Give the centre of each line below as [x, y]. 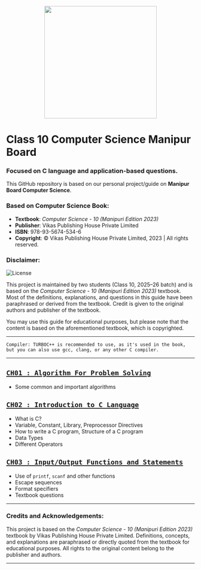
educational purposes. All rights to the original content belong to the [90, 548]
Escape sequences [38, 482]
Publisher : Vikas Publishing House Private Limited [77, 225]
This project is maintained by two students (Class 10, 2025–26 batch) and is [100, 285]
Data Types [29, 438]
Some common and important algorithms [65, 387]
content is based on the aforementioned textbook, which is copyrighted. [95, 328]
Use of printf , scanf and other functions [65, 476]
